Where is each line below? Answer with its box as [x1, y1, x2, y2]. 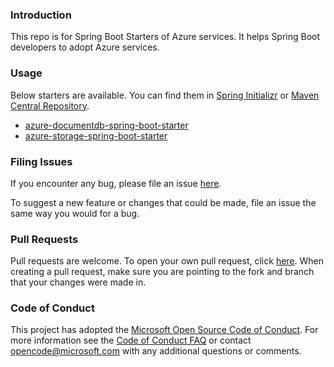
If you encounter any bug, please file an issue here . [10, 177, 222, 189]
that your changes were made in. [10, 276, 147, 288]
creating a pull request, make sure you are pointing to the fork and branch [10, 266, 315, 278]
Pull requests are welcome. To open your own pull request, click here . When [10, 255, 324, 267]
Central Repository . [10, 99, 90, 112]
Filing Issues [10, 154, 73, 168]
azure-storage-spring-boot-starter [24, 129, 168, 142]
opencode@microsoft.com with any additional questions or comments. [10, 345, 302, 357]
